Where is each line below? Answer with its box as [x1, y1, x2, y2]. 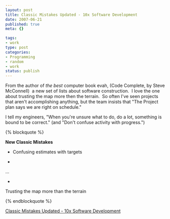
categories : [5, 49, 31, 55]
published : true [5, 21, 40, 27]
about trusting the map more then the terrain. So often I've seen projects [5, 93, 159, 100]
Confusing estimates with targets [12, 149, 82, 155]
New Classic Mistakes [5, 139, 53, 145]
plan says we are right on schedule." [5, 104, 81, 110]
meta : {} [5, 26, 24, 32]
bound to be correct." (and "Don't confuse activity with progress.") [5, 119, 145, 126]
